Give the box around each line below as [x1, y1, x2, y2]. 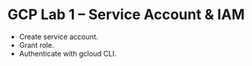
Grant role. [18, 40, 55, 49]
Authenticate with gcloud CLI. [18, 49, 117, 58]
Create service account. [18, 32, 99, 41]
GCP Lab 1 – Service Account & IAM [7, 6, 245, 24]
